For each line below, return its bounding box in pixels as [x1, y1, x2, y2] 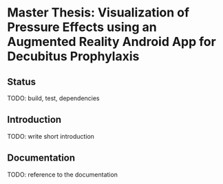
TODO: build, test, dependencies [7, 94, 100, 102]
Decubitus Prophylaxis [7, 49, 140, 65]
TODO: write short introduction [7, 132, 95, 140]
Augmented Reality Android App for [7, 34, 217, 49]
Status [7, 76, 36, 87]
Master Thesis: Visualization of [7, 5, 190, 21]
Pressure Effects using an [7, 19, 157, 35]
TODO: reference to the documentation [7, 170, 118, 179]
